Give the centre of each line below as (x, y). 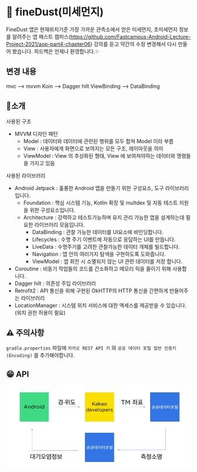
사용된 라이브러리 (26, 175)
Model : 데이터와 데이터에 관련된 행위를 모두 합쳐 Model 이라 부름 (98, 141)
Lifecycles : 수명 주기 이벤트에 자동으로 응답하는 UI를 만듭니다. (104, 239)
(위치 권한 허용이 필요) (40, 313)
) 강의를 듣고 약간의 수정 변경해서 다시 (134, 44)
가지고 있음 (42, 163)
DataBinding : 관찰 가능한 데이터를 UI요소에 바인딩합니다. (98, 232)
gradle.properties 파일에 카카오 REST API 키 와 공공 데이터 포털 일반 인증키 (91, 348)
